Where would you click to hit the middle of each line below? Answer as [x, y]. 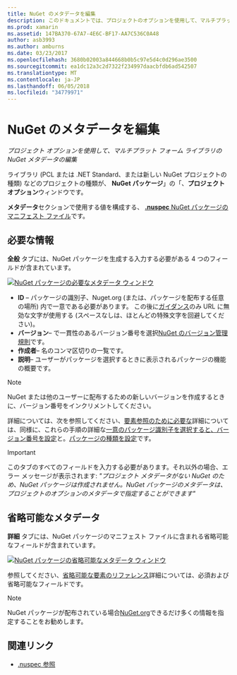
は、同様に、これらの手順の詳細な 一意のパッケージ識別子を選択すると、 [112, 429]
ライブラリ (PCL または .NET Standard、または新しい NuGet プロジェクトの [117, 174]
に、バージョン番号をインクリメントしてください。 [81, 405]
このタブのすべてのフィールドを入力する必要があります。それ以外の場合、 [115, 467]
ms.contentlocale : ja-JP [44, 79]
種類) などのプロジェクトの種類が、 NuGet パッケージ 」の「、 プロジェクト [116, 184]
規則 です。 [33, 341]
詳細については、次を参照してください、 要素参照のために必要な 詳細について [118, 420]
